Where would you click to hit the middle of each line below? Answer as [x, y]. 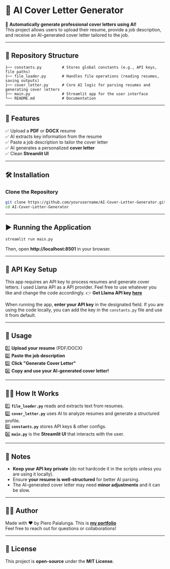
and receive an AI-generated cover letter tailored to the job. [67, 35]
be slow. [21, 490]
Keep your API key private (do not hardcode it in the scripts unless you [87, 468]
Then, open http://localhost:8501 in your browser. [58, 249]
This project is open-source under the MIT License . [60, 561]
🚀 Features [23, 118]
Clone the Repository [32, 192]
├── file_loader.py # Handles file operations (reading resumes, [82, 76]
